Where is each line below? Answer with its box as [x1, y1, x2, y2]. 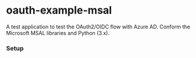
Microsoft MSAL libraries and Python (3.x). [6, 29, 110, 36]
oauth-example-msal [6, 4, 112, 17]
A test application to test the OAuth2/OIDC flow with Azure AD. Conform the [6, 23, 191, 30]
